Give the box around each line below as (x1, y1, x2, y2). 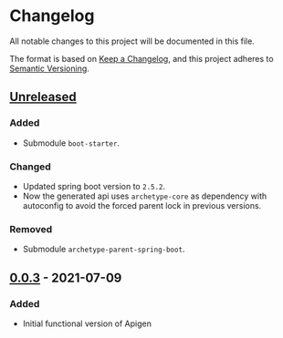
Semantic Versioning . (9, 63, 89, 74)
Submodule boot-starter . (22, 138, 121, 149)
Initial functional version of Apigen (22, 318, 152, 329)
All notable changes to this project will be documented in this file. (9, 36, 256, 46)
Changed (9, 160, 52, 173)
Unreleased (9, 89, 78, 105)
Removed (9, 222, 53, 235)
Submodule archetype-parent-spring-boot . (22, 243, 185, 255)
